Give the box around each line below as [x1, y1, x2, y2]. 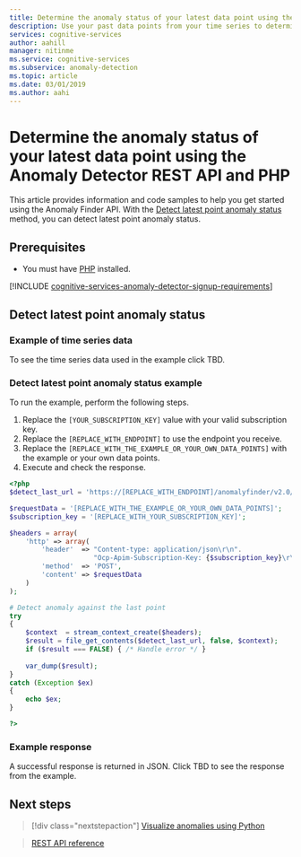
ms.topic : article [9, 72, 78, 81]
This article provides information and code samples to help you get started [9, 195, 285, 206]
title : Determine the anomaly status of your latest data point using [9, 13, 279, 22]
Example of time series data [9, 334, 133, 346]
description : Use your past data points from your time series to [9, 22, 262, 31]
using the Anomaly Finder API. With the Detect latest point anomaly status [9, 204, 282, 215]
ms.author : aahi [9, 88, 70, 97]
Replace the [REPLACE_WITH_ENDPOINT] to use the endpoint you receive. [21, 433, 282, 444]
